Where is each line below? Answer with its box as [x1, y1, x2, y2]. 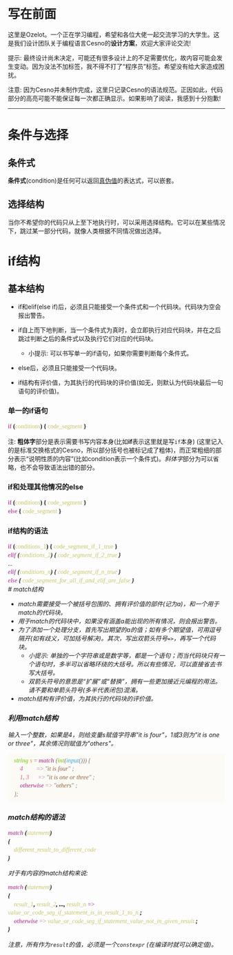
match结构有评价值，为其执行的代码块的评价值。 [17, 695, 157, 703]
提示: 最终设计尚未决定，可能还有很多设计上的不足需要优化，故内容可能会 [8, 53, 216, 62]
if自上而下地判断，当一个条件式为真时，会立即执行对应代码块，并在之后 [17, 325, 221, 334]
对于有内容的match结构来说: [8, 869, 88, 877]
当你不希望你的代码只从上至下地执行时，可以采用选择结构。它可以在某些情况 [8, 218, 225, 226]
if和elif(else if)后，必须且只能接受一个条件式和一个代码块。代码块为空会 [17, 302, 221, 311]
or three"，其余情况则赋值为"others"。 [8, 739, 118, 748]
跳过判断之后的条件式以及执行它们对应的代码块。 [17, 334, 157, 342]
